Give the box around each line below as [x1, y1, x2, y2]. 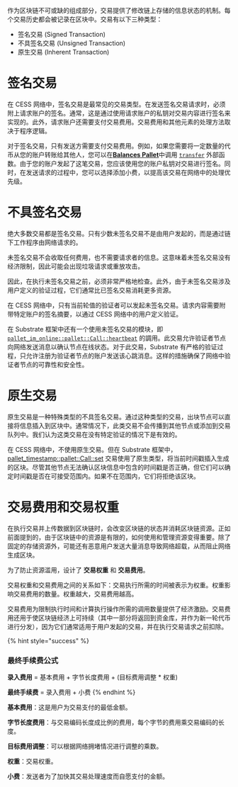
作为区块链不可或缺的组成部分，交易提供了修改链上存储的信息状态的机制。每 [7, 6, 231, 14]
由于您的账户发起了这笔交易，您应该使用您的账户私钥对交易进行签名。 [19, 159, 225, 168]
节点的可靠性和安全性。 [19, 360, 89, 368]
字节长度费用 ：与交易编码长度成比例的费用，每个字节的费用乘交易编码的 [7, 718, 218, 727]
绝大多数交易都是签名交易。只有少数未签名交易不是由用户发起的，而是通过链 [7, 229, 231, 237]
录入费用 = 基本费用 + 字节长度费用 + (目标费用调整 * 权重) [7, 673, 178, 681]
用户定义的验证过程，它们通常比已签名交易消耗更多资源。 [7, 285, 175, 294]
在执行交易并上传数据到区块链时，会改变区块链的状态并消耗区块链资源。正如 [7, 523, 231, 533]
